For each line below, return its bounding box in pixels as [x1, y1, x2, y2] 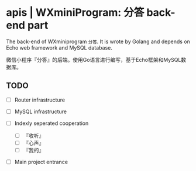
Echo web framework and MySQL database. [6, 44, 112, 51]
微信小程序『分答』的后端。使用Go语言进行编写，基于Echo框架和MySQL [6, 56, 181, 63]
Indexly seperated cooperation [14, 120, 89, 127]
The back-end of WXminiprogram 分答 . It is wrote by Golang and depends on [6, 38, 190, 45]
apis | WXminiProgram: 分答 [6, 6, 145, 19]
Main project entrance [14, 159, 68, 166]
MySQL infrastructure [14, 108, 67, 115]
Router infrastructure [14, 96, 66, 103]
